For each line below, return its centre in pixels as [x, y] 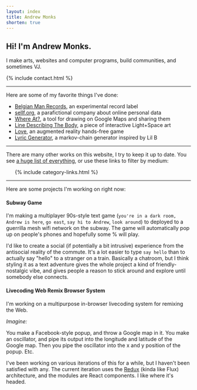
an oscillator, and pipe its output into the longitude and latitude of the [89, 339]
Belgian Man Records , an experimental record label [76, 106]
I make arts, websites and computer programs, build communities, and [91, 61]
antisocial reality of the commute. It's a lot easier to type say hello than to [96, 252]
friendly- [166, 265]
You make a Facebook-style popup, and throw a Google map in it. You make [98, 332]
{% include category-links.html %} [56, 172]
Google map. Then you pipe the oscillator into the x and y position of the [93, 345]
